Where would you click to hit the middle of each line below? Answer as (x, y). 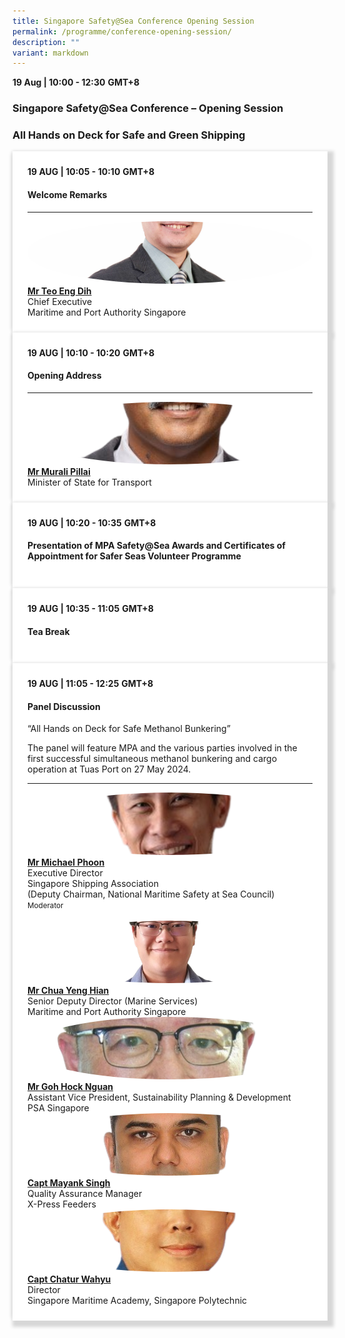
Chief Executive (60, 301)
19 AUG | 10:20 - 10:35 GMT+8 (92, 522)
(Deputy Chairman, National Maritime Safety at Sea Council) (151, 894)
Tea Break (48, 631)
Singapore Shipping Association (93, 884)
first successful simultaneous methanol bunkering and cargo (152, 759)
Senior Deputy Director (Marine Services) (113, 1001)
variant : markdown (50, 53)
